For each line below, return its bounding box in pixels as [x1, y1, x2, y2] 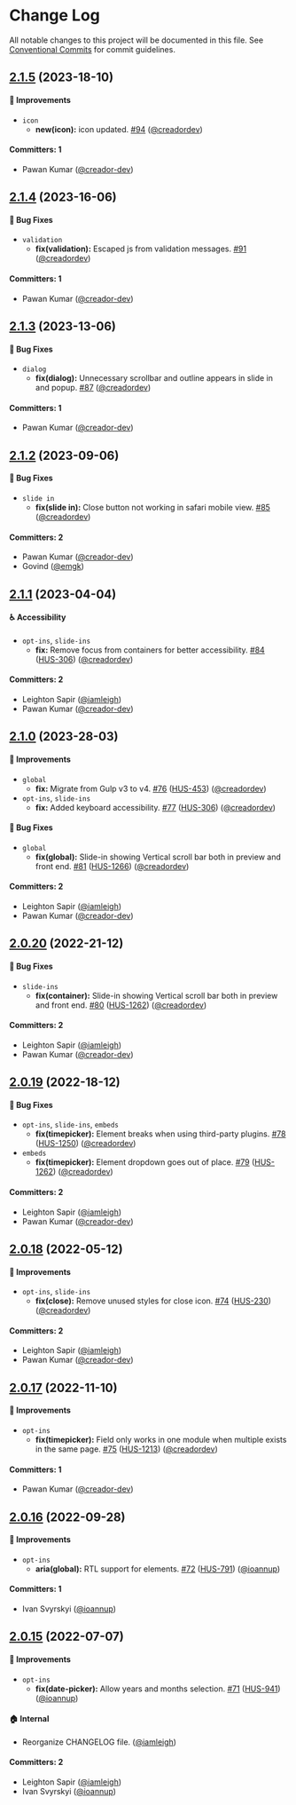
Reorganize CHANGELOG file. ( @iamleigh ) [21, 1737, 177, 1747]
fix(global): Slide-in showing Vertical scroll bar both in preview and [35, 851, 281, 862]
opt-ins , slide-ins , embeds [21, 1120, 120, 1130]
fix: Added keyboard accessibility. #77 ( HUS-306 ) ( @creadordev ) [35, 802, 277, 812]
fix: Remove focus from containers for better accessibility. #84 [35, 645, 266, 655]
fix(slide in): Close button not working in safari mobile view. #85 [35, 502, 270, 512]
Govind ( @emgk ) [21, 561, 84, 572]
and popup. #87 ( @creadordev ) [35, 383, 152, 393]
